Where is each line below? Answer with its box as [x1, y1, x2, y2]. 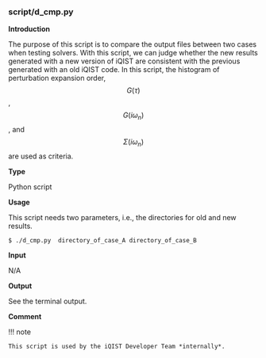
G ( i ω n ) [122, 110, 145, 122]
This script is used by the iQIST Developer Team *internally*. [8, 342, 226, 350]
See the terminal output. [8, 296, 87, 306]
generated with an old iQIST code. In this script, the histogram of [8, 65, 220, 74]
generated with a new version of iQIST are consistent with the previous [8, 56, 241, 66]
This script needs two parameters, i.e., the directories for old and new [8, 212, 237, 222]
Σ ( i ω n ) [122, 137, 145, 148]
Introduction [8, 25, 50, 34]
